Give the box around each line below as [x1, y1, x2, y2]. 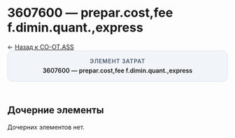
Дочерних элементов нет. [7, 123, 85, 131]
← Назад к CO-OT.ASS [7, 43, 75, 51]
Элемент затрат [90, 57, 145, 65]
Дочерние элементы [7, 105, 104, 116]
